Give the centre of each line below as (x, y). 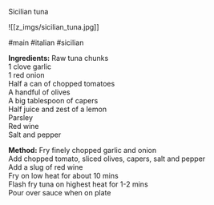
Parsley (21, 118)
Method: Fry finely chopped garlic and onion (83, 150)
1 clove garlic (30, 66)
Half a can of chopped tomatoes (62, 84)
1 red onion (27, 75)
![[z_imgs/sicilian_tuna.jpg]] (54, 27)
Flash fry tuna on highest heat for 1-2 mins (78, 184)
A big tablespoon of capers (53, 100)
